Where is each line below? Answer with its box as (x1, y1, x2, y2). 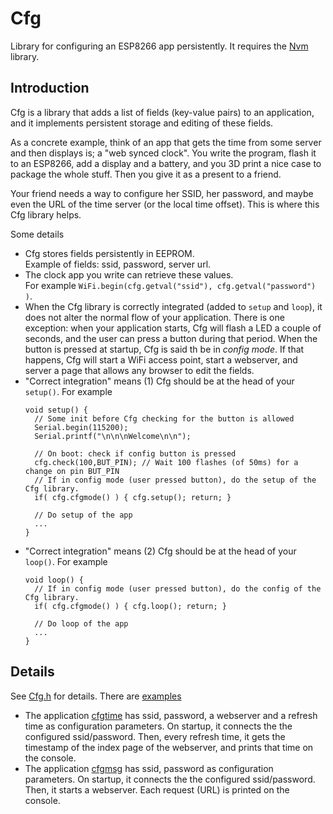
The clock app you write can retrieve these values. (24, 268, 234, 281)
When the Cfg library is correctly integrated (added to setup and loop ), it (24, 300, 323, 312)
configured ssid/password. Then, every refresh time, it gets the (24, 730, 286, 742)
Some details (10, 228, 65, 240)
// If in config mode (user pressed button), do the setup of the (34, 475, 317, 485)
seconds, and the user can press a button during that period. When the (24, 332, 318, 344)
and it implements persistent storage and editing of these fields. (10, 117, 274, 129)
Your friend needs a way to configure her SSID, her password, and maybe (10, 187, 314, 199)
